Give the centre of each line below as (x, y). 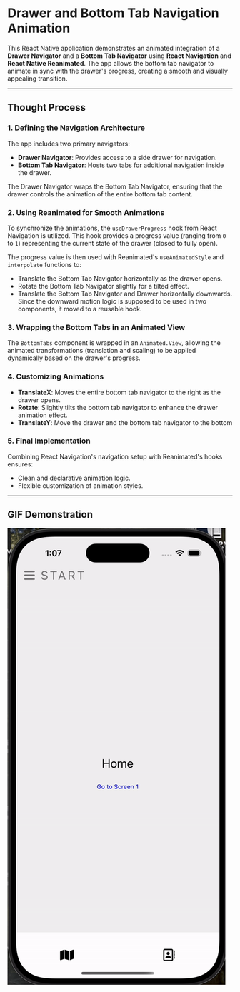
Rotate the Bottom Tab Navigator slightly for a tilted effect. (103, 286)
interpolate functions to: (45, 264)
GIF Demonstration (50, 515)
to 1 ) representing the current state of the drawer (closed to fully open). (112, 243)
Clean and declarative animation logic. (74, 478)
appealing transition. (37, 78)
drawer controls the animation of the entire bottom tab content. (100, 194)
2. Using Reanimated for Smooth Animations (86, 212)
